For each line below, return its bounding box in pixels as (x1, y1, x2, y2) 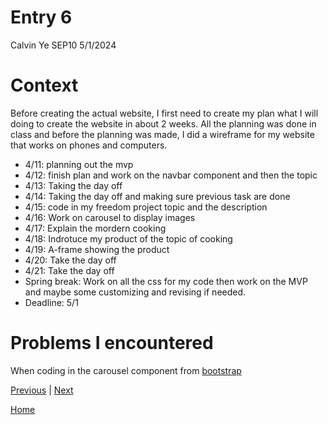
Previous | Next (10, 384, 74, 396)
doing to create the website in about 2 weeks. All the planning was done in (10, 117, 317, 130)
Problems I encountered (10, 332, 214, 355)
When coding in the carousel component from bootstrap (10, 364, 242, 376)
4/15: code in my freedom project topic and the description (24, 201, 268, 213)
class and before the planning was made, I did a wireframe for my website (10, 128, 315, 140)
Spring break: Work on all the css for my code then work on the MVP (24, 275, 308, 287)
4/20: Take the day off (24, 254, 117, 266)
